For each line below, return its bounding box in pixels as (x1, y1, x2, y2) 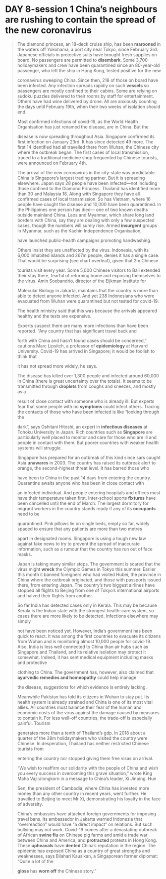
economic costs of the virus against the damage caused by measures (17, 709, 160, 715)
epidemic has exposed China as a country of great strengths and (17, 848, 150, 854)
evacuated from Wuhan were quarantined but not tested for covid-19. (17, 298, 159, 304)
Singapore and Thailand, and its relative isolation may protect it (17, 649, 146, 655)
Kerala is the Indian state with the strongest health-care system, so (17, 607, 154, 613)
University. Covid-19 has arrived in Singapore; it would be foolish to (17, 348, 155, 354)
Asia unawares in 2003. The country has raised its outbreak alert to (17, 459, 156, 466)
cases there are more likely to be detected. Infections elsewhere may (17, 613, 159, 619)
